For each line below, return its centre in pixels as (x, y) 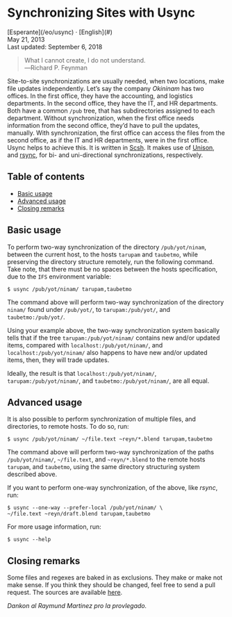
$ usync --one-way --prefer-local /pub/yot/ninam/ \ (85, 508)
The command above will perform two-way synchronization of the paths (110, 452)
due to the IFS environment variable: (59, 277)
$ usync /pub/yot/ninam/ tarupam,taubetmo (69, 289)
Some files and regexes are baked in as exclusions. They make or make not (115, 577)
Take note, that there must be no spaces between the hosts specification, (112, 269)
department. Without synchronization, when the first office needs (101, 118)
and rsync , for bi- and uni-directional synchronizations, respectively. (105, 155)
